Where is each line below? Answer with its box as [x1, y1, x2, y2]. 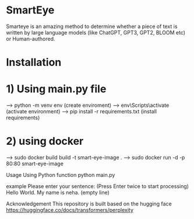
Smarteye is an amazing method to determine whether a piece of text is [6, 23, 178, 30]
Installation [6, 56, 62, 69]
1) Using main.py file [6, 82, 107, 96]
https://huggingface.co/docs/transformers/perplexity [6, 207, 134, 213]
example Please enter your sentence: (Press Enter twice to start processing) [6, 183, 189, 190]
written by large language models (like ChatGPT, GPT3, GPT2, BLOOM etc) [6, 29, 185, 36]
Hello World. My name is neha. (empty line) [6, 189, 110, 196]
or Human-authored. [6, 35, 55, 42]
